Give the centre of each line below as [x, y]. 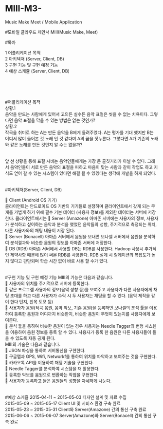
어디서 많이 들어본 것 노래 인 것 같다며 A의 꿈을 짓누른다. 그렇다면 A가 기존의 [77, 138]
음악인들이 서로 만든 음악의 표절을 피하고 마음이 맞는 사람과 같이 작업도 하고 [81, 167]
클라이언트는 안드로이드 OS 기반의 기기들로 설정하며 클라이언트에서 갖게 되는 [78, 206]
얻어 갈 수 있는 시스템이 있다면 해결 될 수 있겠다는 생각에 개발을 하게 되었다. [85, 173]
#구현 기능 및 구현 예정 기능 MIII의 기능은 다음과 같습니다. [59, 277]
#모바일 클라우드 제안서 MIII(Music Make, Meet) [52, 32]
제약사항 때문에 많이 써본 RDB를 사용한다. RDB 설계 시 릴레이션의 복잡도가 [80, 255]
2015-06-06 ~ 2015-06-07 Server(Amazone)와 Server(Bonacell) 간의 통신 [78, 415]
